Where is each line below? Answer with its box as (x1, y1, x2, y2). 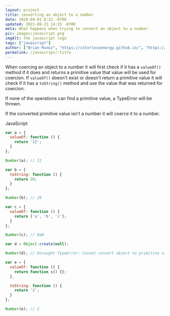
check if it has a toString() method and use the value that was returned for (5, 80, 163, 86)
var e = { (5, 260, 26, 265)
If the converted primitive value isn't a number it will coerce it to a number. (5, 110, 160, 117)
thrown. (5, 100, 21, 107)
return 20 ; (14, 177, 37, 182)
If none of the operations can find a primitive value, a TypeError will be (5, 95, 152, 101)
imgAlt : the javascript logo (5, 36, 67, 41)
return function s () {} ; (14, 269, 67, 274)
